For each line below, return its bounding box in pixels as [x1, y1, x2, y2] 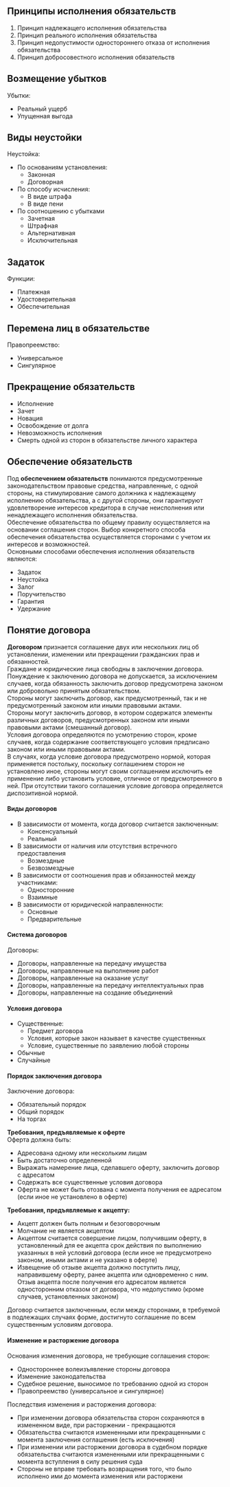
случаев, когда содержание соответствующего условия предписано [7, 737, 210, 746]
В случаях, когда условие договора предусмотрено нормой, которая [7, 752, 211, 761]
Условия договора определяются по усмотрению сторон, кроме [7, 730, 197, 739]
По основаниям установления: [16, 163, 108, 171]
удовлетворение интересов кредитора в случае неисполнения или [7, 503, 205, 512]
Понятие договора [7, 625, 91, 636]
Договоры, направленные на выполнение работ [16, 966, 159, 975]
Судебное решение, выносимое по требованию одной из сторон [16, 1379, 208, 1388]
